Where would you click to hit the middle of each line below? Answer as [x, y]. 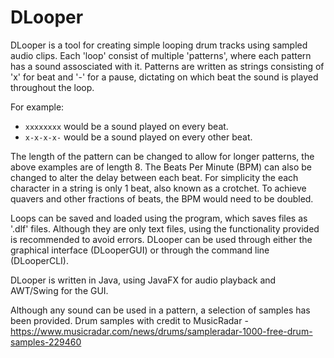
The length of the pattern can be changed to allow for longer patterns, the [162, 156]
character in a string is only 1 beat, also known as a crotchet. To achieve [158, 188]
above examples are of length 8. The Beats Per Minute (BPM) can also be [161, 167]
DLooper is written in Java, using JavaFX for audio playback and [143, 280]
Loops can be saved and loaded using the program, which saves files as [159, 218]
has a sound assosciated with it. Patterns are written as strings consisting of [167, 66]
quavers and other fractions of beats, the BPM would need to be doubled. [162, 198]
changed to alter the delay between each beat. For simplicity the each [154, 177]
